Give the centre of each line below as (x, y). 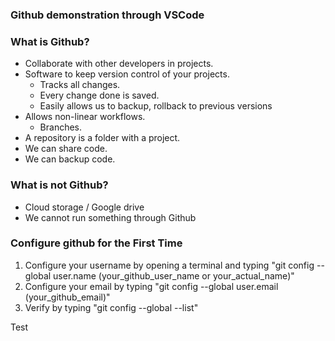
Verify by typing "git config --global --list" (111, 307)
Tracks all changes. (80, 85)
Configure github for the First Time (96, 243)
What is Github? (50, 41)
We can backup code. (70, 159)
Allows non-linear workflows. (85, 117)
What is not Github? (59, 185)
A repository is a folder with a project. (102, 138)
